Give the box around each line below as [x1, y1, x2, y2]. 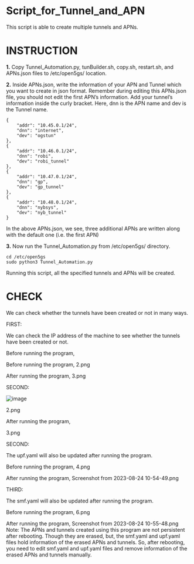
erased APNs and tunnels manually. [6, 551, 92, 558]
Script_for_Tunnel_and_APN [6, 4, 145, 18]
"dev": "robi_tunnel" [16, 158, 69, 164]
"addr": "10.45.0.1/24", [16, 122, 77, 128]
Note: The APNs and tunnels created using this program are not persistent [6, 526, 185, 533]
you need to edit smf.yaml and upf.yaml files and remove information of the [6, 545, 188, 552]
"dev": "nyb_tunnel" [16, 209, 67, 215]
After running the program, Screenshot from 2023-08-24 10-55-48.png [6, 520, 179, 527]
